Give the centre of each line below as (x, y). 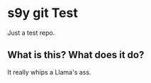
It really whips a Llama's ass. (49, 72)
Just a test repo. (31, 33)
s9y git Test (43, 13)
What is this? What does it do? (76, 55)
